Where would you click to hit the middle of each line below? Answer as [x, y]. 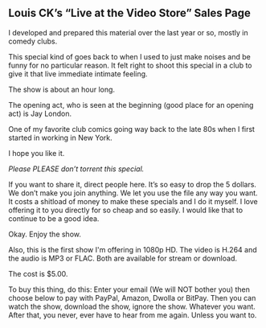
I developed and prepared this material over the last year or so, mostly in [129, 32]
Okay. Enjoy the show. [45, 234]
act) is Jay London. [40, 113]
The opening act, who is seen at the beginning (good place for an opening [131, 105]
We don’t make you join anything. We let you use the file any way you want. [133, 193]
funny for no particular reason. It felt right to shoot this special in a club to [130, 65]
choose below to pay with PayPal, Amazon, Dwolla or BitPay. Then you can [132, 297]
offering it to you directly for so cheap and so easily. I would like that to [126, 210]
